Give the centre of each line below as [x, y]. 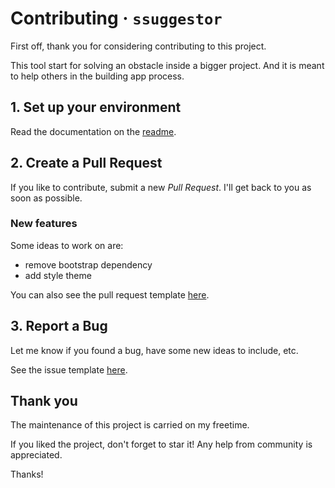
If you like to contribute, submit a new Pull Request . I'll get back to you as [161, 187]
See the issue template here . [69, 369]
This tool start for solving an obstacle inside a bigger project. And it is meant [167, 65]
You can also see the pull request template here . [110, 294]
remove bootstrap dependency [88, 264]
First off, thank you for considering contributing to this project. [138, 46]
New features [44, 224]
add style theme [58, 275]
